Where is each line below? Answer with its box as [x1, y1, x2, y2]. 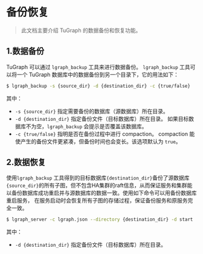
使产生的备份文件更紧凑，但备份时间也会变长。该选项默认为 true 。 [14, 137, 181, 145]
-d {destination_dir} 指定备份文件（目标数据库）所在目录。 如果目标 [14, 115, 189, 122]
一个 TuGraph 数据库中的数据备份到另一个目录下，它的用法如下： [16, 71, 179, 78]
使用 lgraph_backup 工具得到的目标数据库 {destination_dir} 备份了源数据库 [6, 174, 190, 181]
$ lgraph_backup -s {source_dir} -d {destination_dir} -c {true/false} [6, 83, 190, 89]
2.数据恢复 [6, 157, 47, 168]
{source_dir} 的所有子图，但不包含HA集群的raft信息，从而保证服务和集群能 [6, 182, 193, 189]
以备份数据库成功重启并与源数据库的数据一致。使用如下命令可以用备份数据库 [6, 189, 197, 197]
